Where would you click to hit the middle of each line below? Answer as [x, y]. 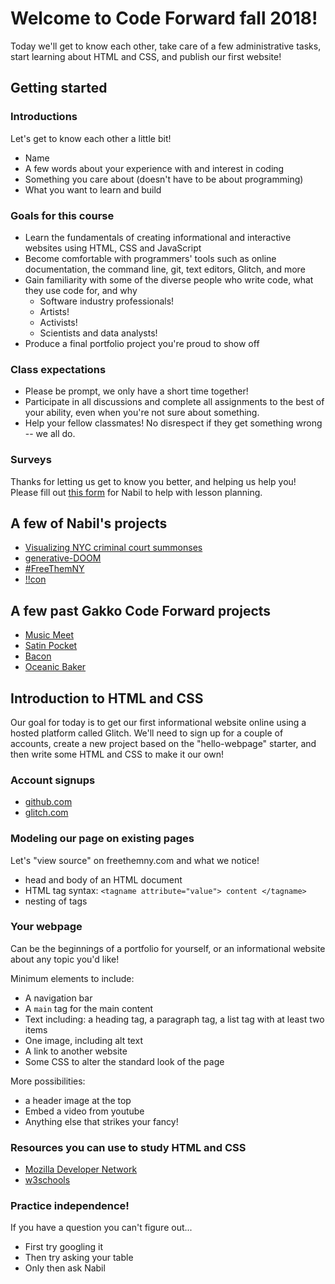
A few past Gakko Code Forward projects [141, 610]
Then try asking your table [79, 1258]
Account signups [53, 780]
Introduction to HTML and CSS [107, 698]
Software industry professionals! [107, 301]
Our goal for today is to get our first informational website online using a [158, 722]
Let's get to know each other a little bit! [91, 138]
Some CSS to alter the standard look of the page [124, 1061]
